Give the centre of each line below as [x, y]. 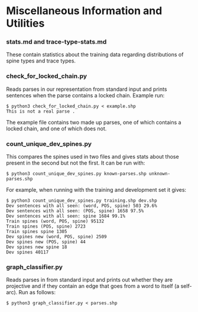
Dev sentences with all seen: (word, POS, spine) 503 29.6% [82, 206]
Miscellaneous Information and [84, 11]
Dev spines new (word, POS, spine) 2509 [57, 237]
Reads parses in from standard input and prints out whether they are [90, 280]
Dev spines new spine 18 [37, 247]
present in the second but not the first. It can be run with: [76, 163]
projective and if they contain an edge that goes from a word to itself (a [93, 286]
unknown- [159, 174]
